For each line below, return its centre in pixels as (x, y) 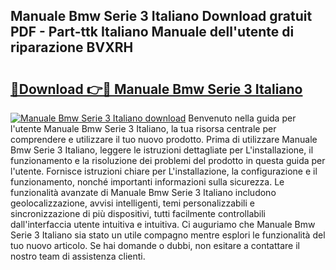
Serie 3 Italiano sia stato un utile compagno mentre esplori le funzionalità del (168, 235)
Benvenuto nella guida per (242, 118)
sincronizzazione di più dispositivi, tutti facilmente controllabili (138, 213)
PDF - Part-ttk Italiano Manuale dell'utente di (152, 32)
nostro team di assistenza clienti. (78, 256)
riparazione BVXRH (72, 47)
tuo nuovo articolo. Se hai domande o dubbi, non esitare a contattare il (155, 245)
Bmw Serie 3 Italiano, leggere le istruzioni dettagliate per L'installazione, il (162, 150)
